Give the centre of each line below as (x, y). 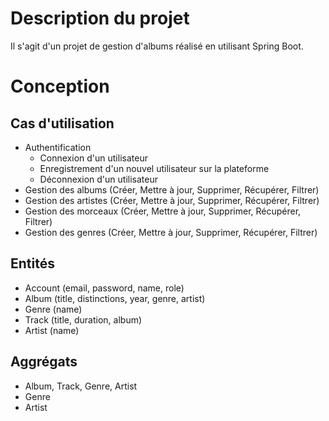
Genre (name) (53, 309)
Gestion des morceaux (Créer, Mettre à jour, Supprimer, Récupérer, (163, 211)
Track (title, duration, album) (83, 319)
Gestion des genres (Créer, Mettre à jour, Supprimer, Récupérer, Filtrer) (171, 232)
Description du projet (100, 18)
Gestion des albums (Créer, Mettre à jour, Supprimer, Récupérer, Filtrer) (172, 189)
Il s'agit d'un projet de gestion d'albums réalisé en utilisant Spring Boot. (157, 46)
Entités (32, 263)
